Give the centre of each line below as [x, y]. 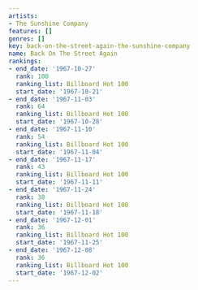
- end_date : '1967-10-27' [52, 69]
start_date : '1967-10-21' [60, 91]
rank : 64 [30, 106]
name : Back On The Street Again [63, 54]
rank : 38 [30, 197]
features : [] [30, 31]
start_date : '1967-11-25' [60, 243]
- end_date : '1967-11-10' [52, 129]
